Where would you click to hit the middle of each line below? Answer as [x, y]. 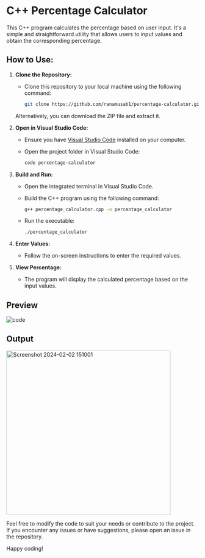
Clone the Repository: [43, 75]
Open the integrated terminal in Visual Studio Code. [89, 186]
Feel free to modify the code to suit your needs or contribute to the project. [101, 523]
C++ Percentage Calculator [77, 11]
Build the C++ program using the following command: [92, 198]
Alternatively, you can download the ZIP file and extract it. [88, 116]
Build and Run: [34, 174]
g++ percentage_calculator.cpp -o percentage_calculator [98, 209]
